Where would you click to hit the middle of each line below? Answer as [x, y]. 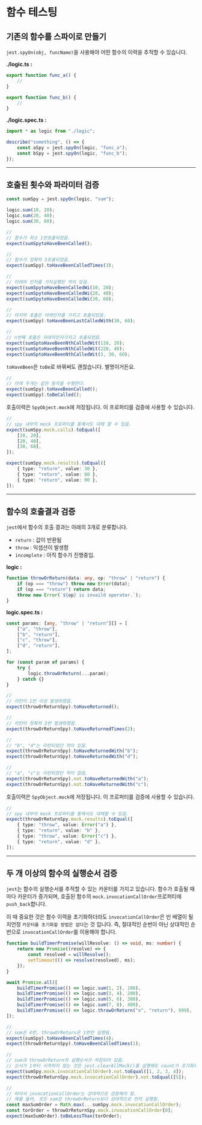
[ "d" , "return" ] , [39, 646]
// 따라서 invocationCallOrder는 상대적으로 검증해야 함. [72, 1094]
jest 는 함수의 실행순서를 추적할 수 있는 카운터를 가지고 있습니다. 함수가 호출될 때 [101, 889]
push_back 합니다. [26, 904]
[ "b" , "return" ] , [39, 634]
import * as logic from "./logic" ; [51, 131]
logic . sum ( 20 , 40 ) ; [31, 216]
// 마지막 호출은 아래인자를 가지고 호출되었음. [56, 315]
